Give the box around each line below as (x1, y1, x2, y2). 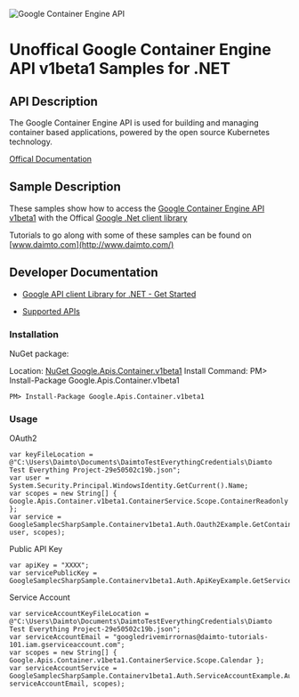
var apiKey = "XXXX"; (9, 561, 90, 570)
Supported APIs (21, 305, 80, 316)
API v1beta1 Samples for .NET (9, 59, 231, 79)
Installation (9, 328, 60, 340)
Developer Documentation (9, 265, 158, 280)
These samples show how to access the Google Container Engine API (9, 203, 265, 214)
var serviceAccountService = (9, 664, 117, 673)
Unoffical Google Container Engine (9, 40, 271, 60)
